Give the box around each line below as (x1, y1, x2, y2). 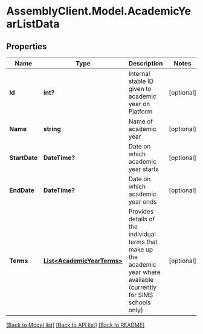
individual (128, 230, 156, 238)
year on (128, 100, 150, 108)
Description (128, 59, 163, 67)
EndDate (9, 186, 34, 195)
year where (128, 268, 161, 276)
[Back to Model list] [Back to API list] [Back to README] (6, 321, 145, 329)
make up (128, 245, 153, 253)
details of (128, 215, 155, 223)
